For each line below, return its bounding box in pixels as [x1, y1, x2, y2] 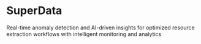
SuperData [6, 4, 63, 18]
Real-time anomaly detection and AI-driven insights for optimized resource [6, 24, 195, 31]
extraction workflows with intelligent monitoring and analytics [6, 30, 162, 37]
